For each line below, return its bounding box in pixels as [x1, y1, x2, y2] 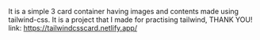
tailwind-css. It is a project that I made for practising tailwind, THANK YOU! [8, 15, 253, 24]
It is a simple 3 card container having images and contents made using [8, 7, 239, 16]
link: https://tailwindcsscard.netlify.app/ [8, 24, 137, 32]
